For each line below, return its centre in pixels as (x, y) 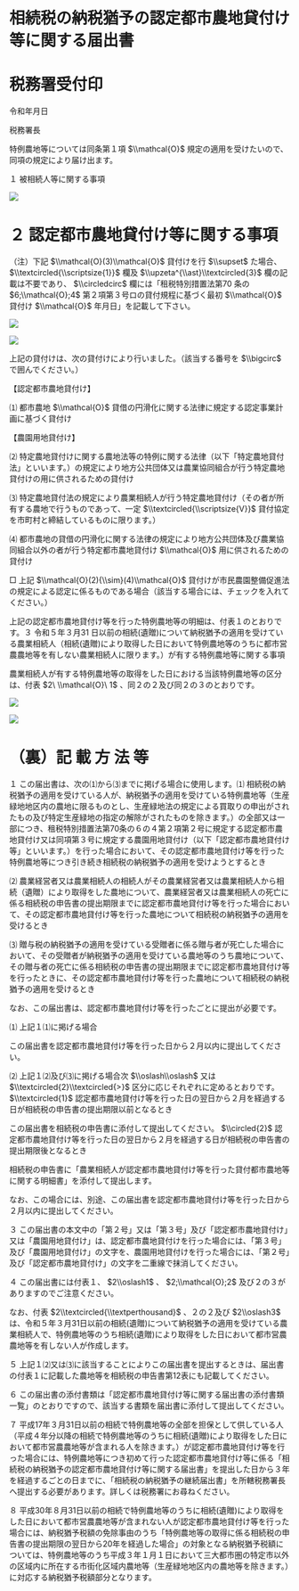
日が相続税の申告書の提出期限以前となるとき (91, 1109)
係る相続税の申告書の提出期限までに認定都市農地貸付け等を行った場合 (138, 903)
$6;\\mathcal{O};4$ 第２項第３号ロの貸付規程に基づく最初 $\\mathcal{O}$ (145, 295)
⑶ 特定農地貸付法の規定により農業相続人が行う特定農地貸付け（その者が (143, 498)
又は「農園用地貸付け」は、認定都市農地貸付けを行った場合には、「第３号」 (148, 1241)
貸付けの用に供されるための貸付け (72, 479)
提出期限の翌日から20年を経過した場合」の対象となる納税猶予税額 (154, 1544)
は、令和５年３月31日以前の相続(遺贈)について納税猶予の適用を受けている (145, 1323)
